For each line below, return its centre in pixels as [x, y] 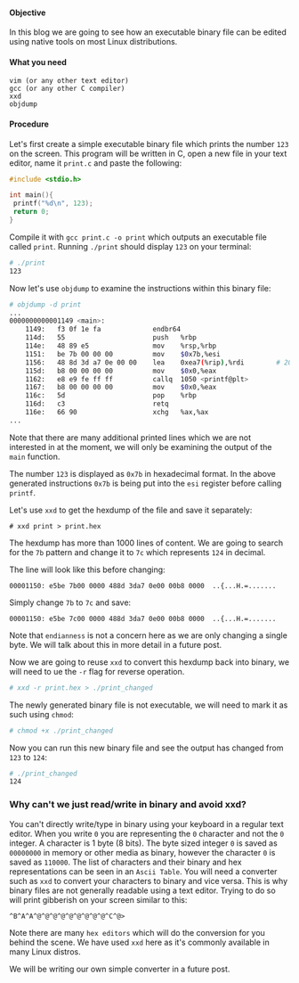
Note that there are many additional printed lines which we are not [130, 438]
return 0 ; [31, 212]
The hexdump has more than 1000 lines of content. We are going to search [146, 543]
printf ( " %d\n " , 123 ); [53, 204]
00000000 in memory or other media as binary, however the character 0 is [142, 852]
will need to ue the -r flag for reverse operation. [97, 671]
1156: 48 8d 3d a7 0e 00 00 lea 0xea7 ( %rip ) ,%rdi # [153, 362]
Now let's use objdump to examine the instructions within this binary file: [140, 288]
